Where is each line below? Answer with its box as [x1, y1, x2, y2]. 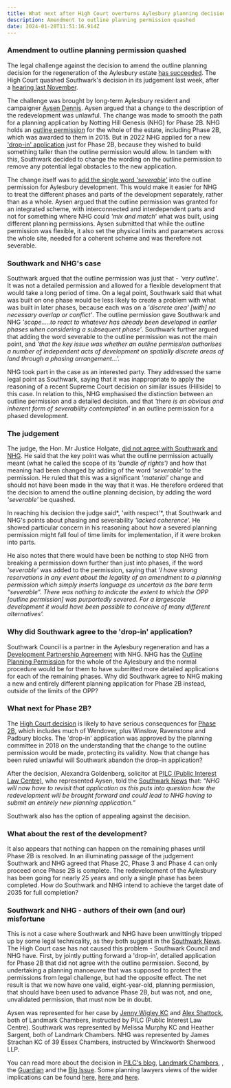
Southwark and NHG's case [7, 259, 102, 268]
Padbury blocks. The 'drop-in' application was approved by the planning [7, 734, 212, 742]
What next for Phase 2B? [7, 704, 91, 713]
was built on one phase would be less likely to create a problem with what [7, 296, 217, 304]
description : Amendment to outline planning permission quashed [7, 17, 195, 23]
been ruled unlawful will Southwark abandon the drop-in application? [7, 756, 203, 764]
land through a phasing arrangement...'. [7, 354, 120, 362]
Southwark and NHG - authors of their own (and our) [7, 906, 186, 915]
